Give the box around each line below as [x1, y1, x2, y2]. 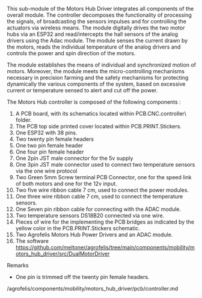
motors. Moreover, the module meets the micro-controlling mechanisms [7, 68, 185, 74]
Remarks [7, 262, 29, 269]
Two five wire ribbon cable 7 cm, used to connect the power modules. [15, 186, 189, 194]
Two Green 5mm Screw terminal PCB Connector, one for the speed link [15, 174, 192, 180]
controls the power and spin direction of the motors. [7, 50, 136, 56]
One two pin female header [15, 142, 84, 149]
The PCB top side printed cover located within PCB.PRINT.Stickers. [15, 123, 182, 130]
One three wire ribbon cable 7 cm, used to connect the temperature [15, 193, 183, 200]
